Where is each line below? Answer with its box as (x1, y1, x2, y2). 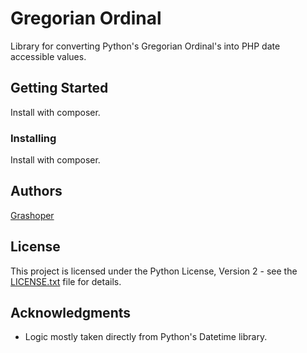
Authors (10, 183, 63, 200)
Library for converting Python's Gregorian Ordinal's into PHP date (10, 40, 281, 52)
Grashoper (10, 209, 55, 221)
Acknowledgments (10, 305, 132, 322)
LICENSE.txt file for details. (10, 275, 122, 287)
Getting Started (10, 80, 109, 97)
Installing (10, 131, 57, 145)
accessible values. (10, 50, 87, 62)
